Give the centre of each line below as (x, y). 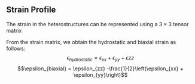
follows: (16, 48)
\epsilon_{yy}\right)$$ (100, 74)
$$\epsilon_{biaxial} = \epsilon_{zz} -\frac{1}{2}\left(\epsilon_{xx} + (100, 69)
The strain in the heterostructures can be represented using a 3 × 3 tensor (97, 24)
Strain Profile (31, 10)
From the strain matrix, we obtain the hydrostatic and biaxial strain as (91, 42)
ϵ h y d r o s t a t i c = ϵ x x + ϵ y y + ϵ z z (100, 58)
